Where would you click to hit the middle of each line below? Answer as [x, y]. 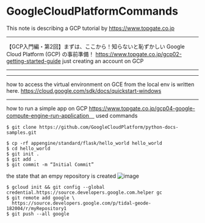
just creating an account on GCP [103, 61]
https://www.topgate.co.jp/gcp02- [138, 54]
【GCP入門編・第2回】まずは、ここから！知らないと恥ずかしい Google [95, 46]
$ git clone [21, 127]
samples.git [21, 133]
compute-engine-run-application [48, 115]
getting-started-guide [34, 61]
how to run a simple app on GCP [47, 108]
